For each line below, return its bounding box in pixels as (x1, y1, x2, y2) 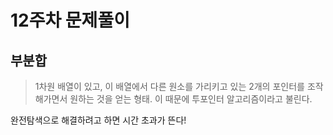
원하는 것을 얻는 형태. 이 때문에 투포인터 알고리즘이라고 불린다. (69, 93, 313, 105)
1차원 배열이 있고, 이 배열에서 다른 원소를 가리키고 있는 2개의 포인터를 (34, 81, 305, 92)
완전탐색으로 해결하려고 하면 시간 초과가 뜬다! (10, 114, 187, 126)
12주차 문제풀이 (10, 9, 130, 32)
